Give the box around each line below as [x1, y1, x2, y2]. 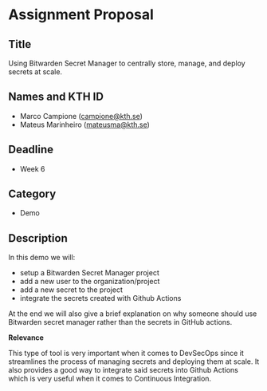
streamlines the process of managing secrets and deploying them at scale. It [8, 357, 260, 366]
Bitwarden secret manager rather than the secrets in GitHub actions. [8, 318, 233, 327]
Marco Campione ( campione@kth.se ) [19, 111, 143, 120]
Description [8, 231, 68, 245]
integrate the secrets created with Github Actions [19, 294, 182, 303]
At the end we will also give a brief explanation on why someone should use [8, 309, 257, 318]
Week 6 [19, 164, 45, 173]
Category [8, 188, 57, 201]
